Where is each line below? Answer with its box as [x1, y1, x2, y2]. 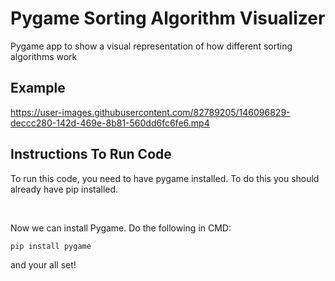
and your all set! [10, 258, 77, 271]
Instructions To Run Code [10, 146, 172, 163]
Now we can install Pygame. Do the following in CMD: [10, 222, 232, 234]
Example [10, 80, 66, 97]
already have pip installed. [10, 183, 119, 195]
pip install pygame [10, 241, 92, 251]
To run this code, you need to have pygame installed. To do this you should [10, 172, 320, 184]
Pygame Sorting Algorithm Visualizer [10, 7, 326, 30]
